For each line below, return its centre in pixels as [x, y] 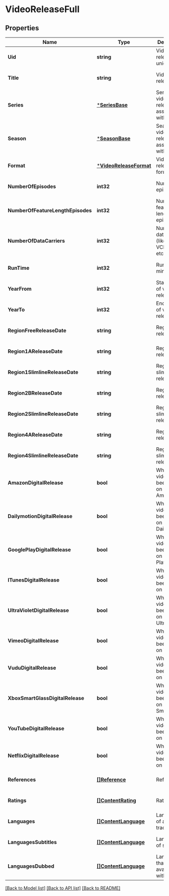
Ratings [17, 800]
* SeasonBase [113, 138]
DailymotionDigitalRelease [40, 516]
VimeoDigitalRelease [33, 641]
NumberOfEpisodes [32, 186]
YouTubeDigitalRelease [36, 728]
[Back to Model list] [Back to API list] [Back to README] [63, 888]
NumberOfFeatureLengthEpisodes [50, 210]
